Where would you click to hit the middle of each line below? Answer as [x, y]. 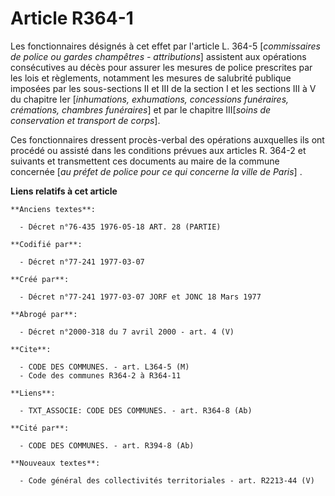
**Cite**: [31, 349]
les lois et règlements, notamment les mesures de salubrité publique [151, 78]
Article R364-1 [72, 18]
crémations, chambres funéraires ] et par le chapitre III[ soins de [141, 109]
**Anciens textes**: [53, 209]
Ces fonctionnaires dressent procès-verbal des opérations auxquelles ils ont [167, 139]
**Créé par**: [40, 279]
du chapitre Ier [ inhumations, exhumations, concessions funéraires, [150, 99]
